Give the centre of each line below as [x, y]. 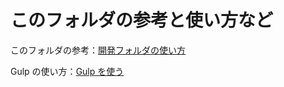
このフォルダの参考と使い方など [142, 20]
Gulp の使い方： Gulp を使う [67, 71]
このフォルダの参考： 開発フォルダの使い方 [98, 50]
